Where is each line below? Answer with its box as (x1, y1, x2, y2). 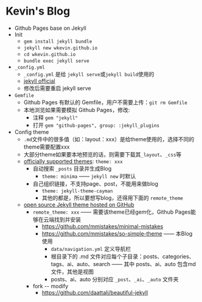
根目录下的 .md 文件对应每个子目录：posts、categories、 (50, 253, 195, 260)
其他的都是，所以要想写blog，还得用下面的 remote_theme (41, 194, 183, 202)
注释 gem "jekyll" (32, 114, 78, 121)
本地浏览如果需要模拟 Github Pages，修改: (23, 106, 130, 113)
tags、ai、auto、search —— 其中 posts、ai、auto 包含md (50, 260, 196, 267)
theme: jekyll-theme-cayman (41, 188, 113, 194)
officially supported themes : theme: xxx (23, 157, 123, 165)
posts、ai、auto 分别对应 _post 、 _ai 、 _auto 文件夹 (50, 275, 179, 283)
